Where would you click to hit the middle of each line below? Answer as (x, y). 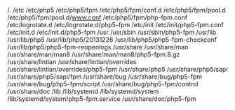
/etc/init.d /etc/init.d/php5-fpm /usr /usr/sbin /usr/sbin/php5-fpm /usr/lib (112, 32)
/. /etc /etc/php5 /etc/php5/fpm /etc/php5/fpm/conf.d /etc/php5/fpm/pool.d (116, 10)
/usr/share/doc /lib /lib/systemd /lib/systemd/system (83, 91)
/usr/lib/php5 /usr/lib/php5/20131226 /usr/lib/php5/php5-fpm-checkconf (112, 40)
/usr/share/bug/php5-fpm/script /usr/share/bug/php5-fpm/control (103, 84)
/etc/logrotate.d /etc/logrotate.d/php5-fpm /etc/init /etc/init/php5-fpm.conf (116, 25)
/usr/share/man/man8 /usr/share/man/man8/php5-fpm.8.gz (94, 54)
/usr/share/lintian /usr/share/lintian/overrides (72, 62)
